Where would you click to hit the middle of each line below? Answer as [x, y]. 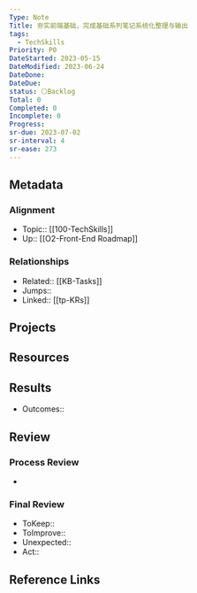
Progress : [27, 125]
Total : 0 [25, 100]
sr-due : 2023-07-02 [45, 133]
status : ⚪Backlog [42, 91]
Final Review [37, 504]
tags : [19, 34]
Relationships [39, 262]
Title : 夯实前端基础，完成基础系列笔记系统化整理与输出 [98, 26]
